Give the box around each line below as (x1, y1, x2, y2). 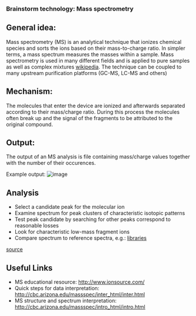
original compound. (6, 121, 53, 128)
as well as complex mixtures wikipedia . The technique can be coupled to (6, 63, 182, 70)
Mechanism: (6, 87, 53, 97)
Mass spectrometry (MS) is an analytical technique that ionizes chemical (6, 38, 182, 45)
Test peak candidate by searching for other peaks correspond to (14, 216, 171, 223)
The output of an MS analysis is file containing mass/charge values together (6, 153, 190, 160)
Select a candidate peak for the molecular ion (14, 203, 125, 210)
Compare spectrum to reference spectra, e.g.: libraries (14, 235, 147, 242)
